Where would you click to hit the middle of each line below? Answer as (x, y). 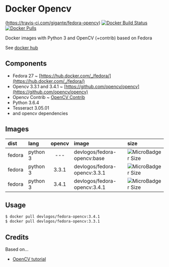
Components (26, 64)
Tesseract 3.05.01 (31, 108)
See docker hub (22, 47)
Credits (17, 237)
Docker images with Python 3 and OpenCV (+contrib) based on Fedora (79, 38)
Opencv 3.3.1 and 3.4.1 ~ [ (39, 86)
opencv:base (89, 158)
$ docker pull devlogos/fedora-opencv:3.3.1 (53, 222)
